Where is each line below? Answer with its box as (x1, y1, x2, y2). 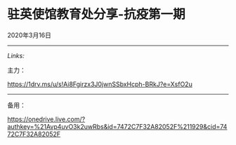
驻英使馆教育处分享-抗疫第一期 (7, 6, 186, 22)
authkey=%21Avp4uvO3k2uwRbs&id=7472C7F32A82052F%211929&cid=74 (7, 122, 228, 130)
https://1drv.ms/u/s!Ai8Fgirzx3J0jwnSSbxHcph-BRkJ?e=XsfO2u (7, 80, 193, 88)
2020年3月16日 (7, 31, 51, 39)
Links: (7, 51, 25, 60)
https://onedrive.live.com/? (7, 115, 86, 123)
